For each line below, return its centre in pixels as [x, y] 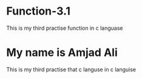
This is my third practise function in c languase [65, 28]
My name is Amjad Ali [62, 53]
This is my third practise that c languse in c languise [71, 69]
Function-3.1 [39, 11]
